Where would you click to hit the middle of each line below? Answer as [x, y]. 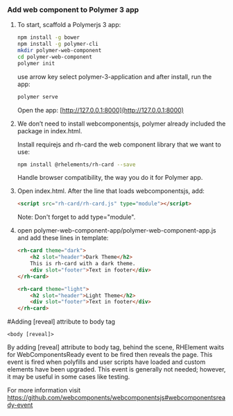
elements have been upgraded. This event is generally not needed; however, [116, 369]
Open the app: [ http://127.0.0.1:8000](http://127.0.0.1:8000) [100, 110]
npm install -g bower [48, 38]
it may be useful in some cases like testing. [69, 377]
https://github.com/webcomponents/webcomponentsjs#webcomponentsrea [116, 398]
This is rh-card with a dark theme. [83, 264]
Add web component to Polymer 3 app [73, 10]
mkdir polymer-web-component [59, 51]
